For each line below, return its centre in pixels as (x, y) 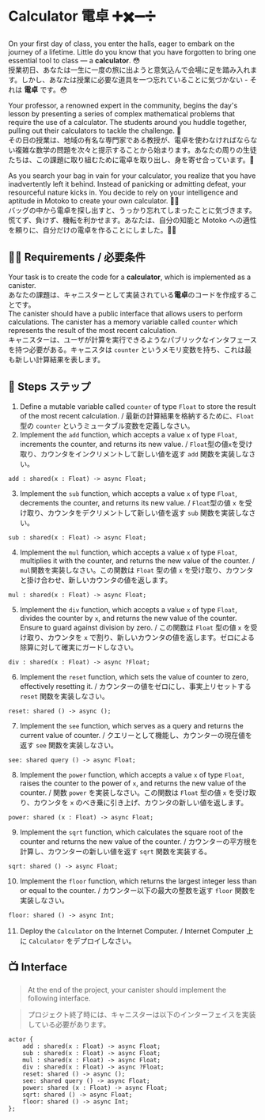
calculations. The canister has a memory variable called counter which (123, 322)
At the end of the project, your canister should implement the (127, 990)
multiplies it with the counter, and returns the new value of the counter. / (137, 560)
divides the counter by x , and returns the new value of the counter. (128, 618)
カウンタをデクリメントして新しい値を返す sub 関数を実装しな (148, 513)
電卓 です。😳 (45, 89)
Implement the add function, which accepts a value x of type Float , (128, 434)
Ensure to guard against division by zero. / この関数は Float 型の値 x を (135, 627)
